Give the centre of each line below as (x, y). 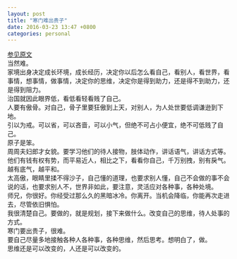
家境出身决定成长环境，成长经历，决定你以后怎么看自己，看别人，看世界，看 (119, 72)
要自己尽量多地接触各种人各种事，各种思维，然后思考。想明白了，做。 (109, 240)
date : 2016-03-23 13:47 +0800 (52, 27)
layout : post (26, 14)
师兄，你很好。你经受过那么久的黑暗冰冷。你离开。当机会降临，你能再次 (112, 195)
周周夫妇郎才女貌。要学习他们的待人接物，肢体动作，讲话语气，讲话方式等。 (119, 152)
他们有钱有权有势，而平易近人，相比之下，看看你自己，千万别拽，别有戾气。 (119, 160)
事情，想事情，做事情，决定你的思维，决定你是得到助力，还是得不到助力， (115, 81)
